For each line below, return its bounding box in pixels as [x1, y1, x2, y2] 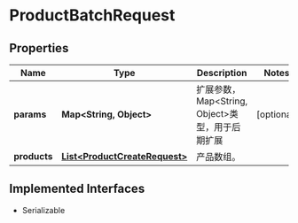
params [13, 108, 47, 120]
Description [196, 67, 247, 79]
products [13, 150, 53, 162]
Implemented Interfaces [9, 181, 145, 196]
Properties [9, 41, 69, 56]
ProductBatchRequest [9, 5, 176, 26]
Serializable [21, 204, 66, 215]
